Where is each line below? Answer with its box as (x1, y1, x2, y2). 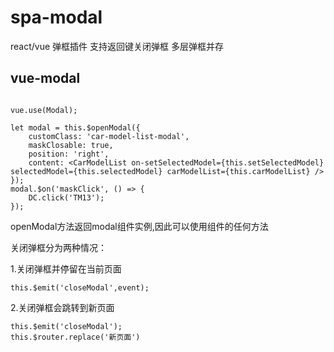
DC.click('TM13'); (28, 192, 105, 203)
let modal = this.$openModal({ (10, 122, 141, 133)
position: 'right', (28, 149, 110, 159)
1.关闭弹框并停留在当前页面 (10, 262, 122, 275)
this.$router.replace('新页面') (10, 332, 141, 342)
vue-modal (10, 70, 81, 87)
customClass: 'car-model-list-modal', (28, 131, 190, 141)
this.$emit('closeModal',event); (10, 282, 150, 293)
